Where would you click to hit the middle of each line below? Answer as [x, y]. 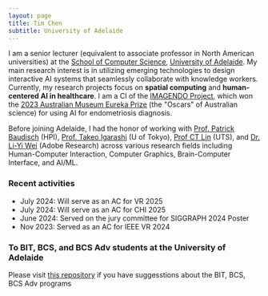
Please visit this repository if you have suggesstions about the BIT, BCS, [127, 274]
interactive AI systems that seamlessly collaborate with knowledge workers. [133, 79]
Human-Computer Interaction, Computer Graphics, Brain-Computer [120, 154]
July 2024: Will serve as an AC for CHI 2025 [93, 209]
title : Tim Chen [35, 23]
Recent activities [42, 184]
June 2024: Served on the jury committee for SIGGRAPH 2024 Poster [134, 218]
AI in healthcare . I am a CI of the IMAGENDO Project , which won [147, 96]
